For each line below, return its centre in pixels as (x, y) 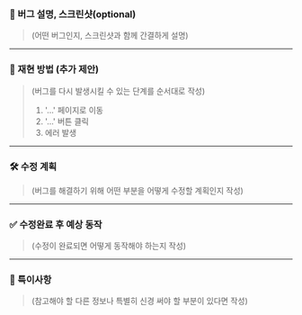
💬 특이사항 (31, 280)
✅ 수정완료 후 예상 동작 (56, 224)
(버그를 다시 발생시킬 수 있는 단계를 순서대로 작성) (118, 91)
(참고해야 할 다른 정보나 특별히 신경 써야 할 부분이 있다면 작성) (140, 301)
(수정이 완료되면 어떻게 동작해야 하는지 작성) (109, 246)
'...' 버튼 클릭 (67, 121)
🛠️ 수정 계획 (33, 166)
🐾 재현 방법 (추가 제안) (54, 69)
